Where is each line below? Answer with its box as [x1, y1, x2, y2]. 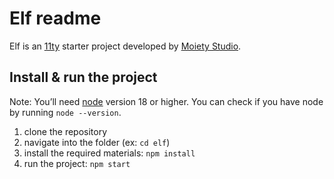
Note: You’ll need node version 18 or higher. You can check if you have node [9, 95, 324, 107]
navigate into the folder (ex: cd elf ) [23, 136, 171, 148]
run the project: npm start [23, 157, 131, 169]
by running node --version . [9, 106, 122, 118]
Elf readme [9, 7, 102, 30]
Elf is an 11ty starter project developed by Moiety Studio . [9, 40, 242, 52]
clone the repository [23, 125, 108, 137]
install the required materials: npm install [23, 147, 196, 159]
